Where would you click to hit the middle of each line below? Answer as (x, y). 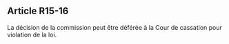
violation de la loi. (32, 35)
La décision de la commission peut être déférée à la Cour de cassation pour (115, 27)
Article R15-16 (38, 11)
